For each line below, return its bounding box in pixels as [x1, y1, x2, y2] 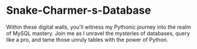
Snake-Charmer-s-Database [6, 4, 151, 17]
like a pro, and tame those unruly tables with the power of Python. [6, 36, 168, 43]
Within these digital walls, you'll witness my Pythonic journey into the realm [6, 23, 191, 30]
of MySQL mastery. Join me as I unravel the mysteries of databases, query [6, 29, 190, 36]
